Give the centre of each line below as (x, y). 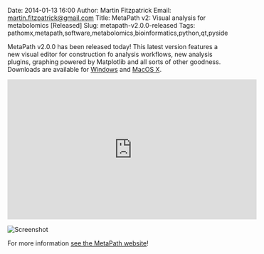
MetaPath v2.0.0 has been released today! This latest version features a (113, 47)
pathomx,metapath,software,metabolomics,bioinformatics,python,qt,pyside (118, 33)
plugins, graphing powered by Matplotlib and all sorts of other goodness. (114, 62)
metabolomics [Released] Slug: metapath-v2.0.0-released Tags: (101, 25)
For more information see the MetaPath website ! (78, 243)
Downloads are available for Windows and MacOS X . (85, 69)
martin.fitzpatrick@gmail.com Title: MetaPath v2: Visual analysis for (107, 18)
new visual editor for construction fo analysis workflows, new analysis (110, 54)
